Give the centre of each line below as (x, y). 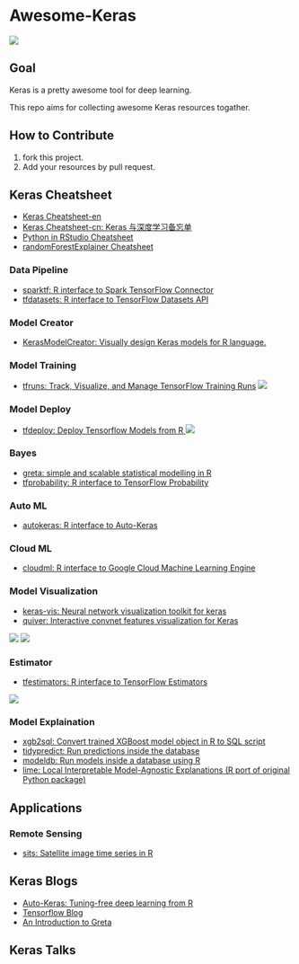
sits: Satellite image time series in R (88, 853)
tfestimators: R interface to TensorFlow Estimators (115, 682)
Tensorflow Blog (53, 912)
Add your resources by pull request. (88, 166)
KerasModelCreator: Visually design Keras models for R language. (144, 341)
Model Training (43, 365)
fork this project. (53, 157)
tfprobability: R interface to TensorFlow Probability (115, 482)
